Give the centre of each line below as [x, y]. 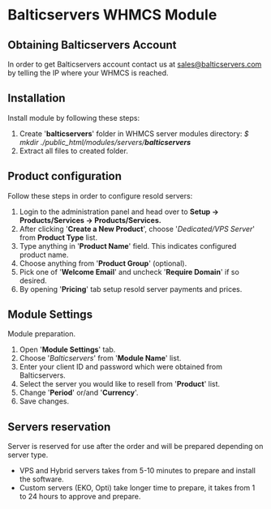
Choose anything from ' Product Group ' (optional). [103, 263]
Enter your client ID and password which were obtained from [120, 367]
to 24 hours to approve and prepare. [80, 497]
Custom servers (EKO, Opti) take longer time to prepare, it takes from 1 [137, 488]
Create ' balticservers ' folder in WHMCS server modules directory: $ [134, 133]
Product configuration [65, 176]
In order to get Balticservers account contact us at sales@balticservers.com [135, 64]
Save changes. [44, 401]
